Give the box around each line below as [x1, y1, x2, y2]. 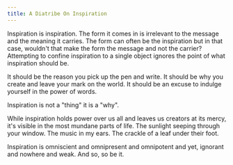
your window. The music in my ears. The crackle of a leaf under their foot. [7, 129, 219, 137]
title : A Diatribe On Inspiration [7, 10, 108, 17]
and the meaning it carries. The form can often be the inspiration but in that [7, 36, 223, 45]
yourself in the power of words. [7, 87, 97, 95]
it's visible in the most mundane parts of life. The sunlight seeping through [7, 121, 220, 129]
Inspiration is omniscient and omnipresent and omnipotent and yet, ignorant [7, 142, 224, 150]
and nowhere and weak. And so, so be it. [7, 150, 124, 158]
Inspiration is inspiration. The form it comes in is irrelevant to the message [7, 29, 219, 38]
